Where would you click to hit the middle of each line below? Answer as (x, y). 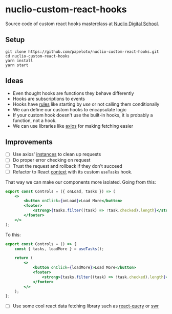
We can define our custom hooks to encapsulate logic (70, 109)
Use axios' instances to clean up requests (57, 154)
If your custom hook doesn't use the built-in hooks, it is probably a (83, 115)
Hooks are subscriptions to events (49, 99)
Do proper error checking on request (51, 160)
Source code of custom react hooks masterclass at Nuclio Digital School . (82, 24)
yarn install (19, 61)
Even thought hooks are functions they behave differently (73, 93)
